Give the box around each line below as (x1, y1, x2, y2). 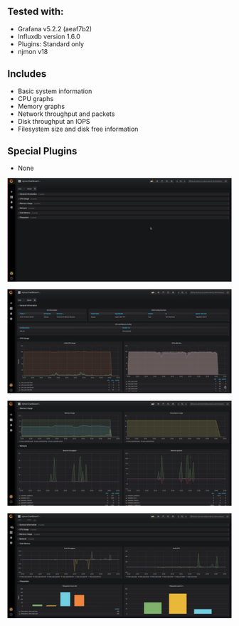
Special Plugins (7, 145, 78, 157)
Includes (7, 68, 47, 80)
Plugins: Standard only (17, 39, 84, 48)
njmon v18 (17, 47, 48, 55)
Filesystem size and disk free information (17, 124, 139, 133)
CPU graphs (17, 94, 54, 102)
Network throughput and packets (17, 110, 115, 118)
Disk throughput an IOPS (17, 117, 90, 125)
